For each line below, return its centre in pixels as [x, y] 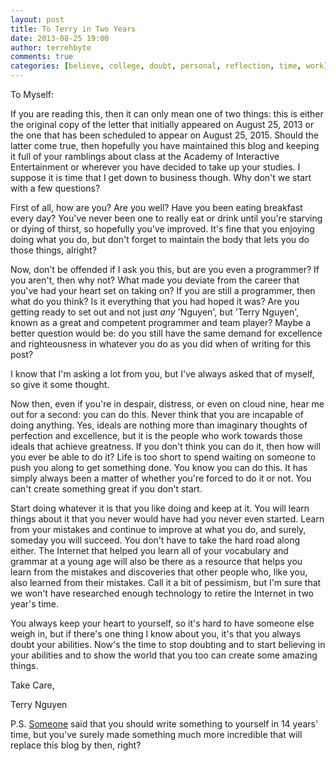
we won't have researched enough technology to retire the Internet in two [162, 593]
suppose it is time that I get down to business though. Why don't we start [161, 177]
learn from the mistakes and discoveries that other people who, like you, [159, 572]
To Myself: [32, 94]
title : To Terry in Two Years [73, 29]
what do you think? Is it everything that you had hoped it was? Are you [155, 301]
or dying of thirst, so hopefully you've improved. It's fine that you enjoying [162, 229]
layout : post [37, 19]
